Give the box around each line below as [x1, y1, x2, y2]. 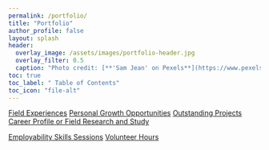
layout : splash [8, 34, 59, 43]
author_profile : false [8, 26, 84, 34]
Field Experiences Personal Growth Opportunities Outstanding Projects [8, 108, 243, 118]
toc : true [8, 71, 42, 79]
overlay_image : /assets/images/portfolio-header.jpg [15, 49, 195, 57]
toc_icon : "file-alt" [8, 86, 81, 95]
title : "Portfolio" [8, 19, 74, 27]
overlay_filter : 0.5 [15, 57, 84, 65]
